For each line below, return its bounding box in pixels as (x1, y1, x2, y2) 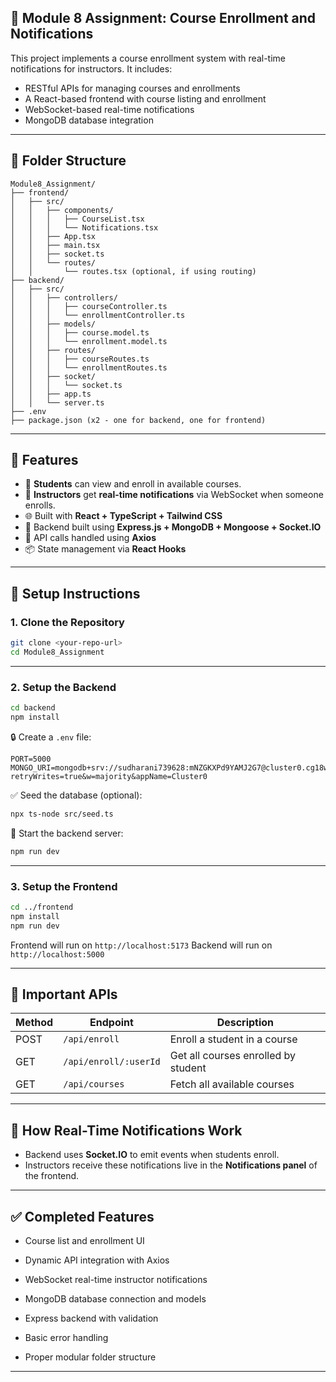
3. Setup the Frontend (10, 879, 118, 893)
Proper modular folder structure (24, 1351, 157, 1363)
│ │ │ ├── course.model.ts (10, 327, 150, 338)
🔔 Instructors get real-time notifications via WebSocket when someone (24, 489, 324, 501)
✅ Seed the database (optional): (10, 789, 143, 801)
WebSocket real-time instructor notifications (24, 1274, 208, 1286)
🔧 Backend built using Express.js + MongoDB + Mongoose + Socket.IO (24, 521, 322, 533)
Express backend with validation (24, 1312, 159, 1325)
